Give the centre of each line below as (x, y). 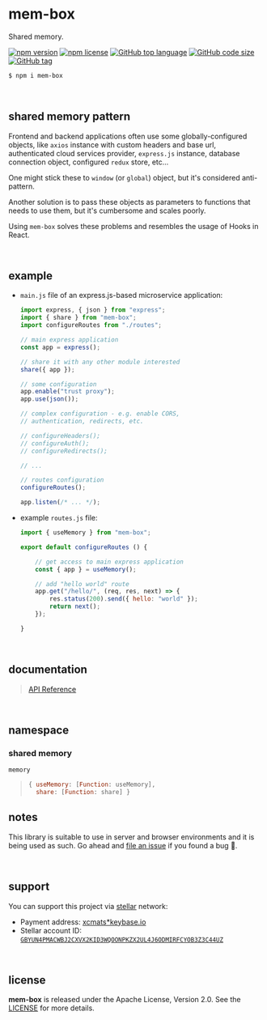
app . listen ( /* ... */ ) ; (60, 503)
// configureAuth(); (55, 443)
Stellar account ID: (51, 930)
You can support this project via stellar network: (88, 906)
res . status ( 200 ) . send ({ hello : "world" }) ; (124, 599)
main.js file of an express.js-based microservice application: (121, 295)
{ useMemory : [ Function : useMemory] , (92, 785)
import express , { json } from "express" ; (93, 310)
